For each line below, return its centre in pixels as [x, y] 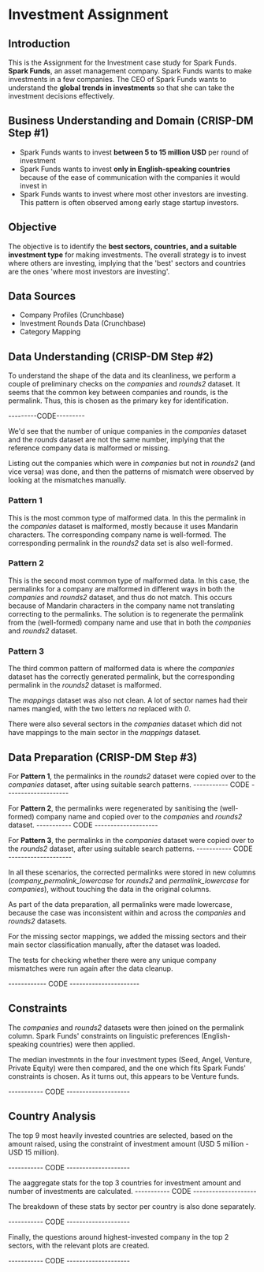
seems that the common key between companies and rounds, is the [118, 393]
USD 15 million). [34, 1152]
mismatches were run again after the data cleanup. [91, 968]
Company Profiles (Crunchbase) [72, 315]
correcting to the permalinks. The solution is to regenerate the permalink [126, 614]
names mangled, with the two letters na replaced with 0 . [100, 709]
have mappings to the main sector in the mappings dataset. [104, 733]
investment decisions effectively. [61, 96]
